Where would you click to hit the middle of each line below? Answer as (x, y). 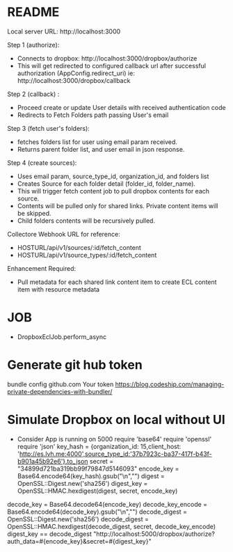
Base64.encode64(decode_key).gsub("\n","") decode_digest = (97, 512)
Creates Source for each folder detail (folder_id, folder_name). (106, 183)
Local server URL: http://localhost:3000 (64, 31)
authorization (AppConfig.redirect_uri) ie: (76, 73)
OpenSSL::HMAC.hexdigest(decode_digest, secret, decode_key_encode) (112, 526)
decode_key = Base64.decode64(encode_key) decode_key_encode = (107, 504)
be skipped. (34, 213)
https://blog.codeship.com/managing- (170, 384)
